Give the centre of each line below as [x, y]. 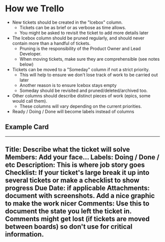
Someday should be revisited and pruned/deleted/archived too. [83, 90]
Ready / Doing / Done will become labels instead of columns [73, 111]
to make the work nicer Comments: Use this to [77, 204]
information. [25, 234]
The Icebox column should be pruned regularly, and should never [78, 38]
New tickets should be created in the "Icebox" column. [67, 22]
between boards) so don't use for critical [69, 227]
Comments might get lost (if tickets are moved [77, 219]
